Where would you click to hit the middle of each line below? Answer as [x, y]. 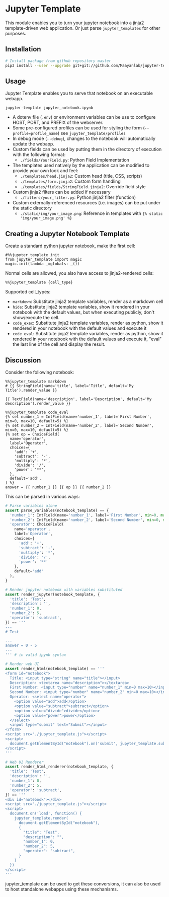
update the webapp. [33, 144]
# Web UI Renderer [24, 762]
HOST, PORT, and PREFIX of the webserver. [58, 123]
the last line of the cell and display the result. [59, 344]
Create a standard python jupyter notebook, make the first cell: [70, 246]
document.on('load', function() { [46, 813]
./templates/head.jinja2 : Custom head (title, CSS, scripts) [81, 176]
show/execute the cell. [36, 318]
